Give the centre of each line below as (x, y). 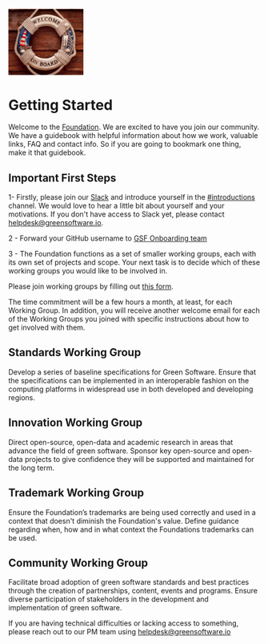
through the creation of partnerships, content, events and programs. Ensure (133, 591)
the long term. (31, 468)
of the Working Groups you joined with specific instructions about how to (129, 319)
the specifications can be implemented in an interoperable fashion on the (129, 380)
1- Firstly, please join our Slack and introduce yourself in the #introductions (132, 197)
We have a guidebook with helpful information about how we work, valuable (133, 136)
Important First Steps (62, 178)
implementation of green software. (65, 608)
